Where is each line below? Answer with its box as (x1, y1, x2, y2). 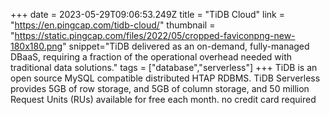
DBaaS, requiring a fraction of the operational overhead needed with (10, 51, 293, 63)
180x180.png (10, 40, 63, 52)
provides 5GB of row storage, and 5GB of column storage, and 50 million (10, 83, 310, 94)
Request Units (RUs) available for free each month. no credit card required (10, 94, 317, 105)
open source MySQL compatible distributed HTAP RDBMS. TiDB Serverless (10, 72, 321, 84)
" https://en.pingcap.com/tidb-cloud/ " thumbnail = (10, 19, 216, 31)
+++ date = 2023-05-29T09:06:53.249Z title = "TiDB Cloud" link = (10, 9, 285, 20)
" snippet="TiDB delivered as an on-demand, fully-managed (62, 40, 310, 52)
